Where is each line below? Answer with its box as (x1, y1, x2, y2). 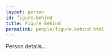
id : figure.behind (5, 15, 53, 21)
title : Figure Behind (5, 20, 61, 26)
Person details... (5, 43, 46, 50)
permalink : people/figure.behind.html (5, 26, 105, 32)
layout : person (5, 9, 45, 15)
